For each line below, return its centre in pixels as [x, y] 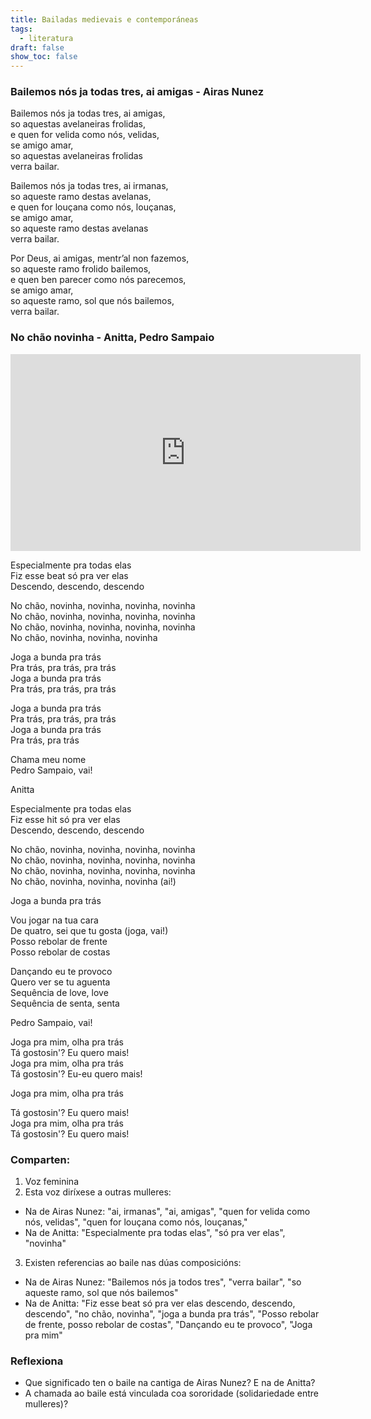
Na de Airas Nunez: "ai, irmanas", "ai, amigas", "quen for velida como [167, 1212]
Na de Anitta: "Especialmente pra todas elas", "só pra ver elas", [155, 1233]
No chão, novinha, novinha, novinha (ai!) [93, 881]
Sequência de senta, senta [65, 1003]
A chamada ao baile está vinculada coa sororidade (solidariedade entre [171, 1393]
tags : [21, 29]
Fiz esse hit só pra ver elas [65, 819]
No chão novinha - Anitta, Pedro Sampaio [112, 338]
